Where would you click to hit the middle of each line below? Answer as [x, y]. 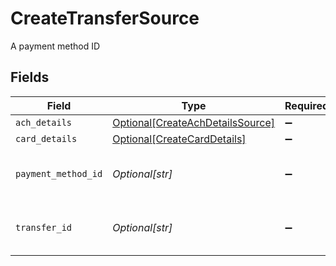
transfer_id [44, 227]
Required [306, 105]
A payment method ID [55, 46]
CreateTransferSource [105, 18]
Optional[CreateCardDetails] [179, 139]
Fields [30, 77]
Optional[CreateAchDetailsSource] [194, 122]
